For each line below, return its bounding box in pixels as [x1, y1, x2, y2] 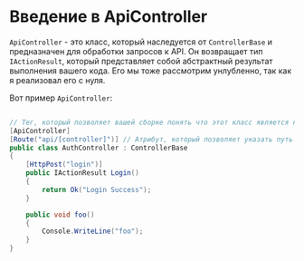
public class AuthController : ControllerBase [9, 143, 188, 152]
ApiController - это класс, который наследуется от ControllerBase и [9, 36, 273, 47]
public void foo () [25, 210, 95, 219]
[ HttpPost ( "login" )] [25, 160, 103, 169]
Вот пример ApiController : [9, 92, 113, 103]
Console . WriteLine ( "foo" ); [42, 227, 144, 237]
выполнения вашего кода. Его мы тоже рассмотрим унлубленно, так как [9, 65, 292, 76]
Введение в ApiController [9, 6, 208, 27]
